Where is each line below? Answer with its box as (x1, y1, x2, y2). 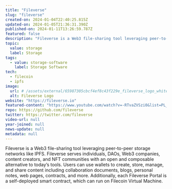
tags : (5, 55, 17, 60)
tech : (5, 70, 17, 75)
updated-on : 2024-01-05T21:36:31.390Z (5, 22, 88, 27)
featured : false (5, 31, 40, 36)
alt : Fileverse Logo (10, 93, 54, 98)
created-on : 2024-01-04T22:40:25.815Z (5, 17, 88, 22)
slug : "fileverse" (5, 12, 45, 17)
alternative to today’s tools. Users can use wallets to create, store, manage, (5, 162, 164, 168)
